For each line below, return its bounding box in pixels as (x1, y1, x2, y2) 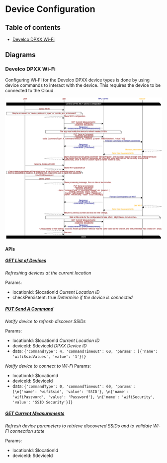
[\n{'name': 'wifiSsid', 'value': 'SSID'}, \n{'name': (12, 389, 129, 394)
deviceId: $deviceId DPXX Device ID (12, 342, 87, 348)
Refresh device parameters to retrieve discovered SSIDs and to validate (5, 423, 153, 429)
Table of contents (5, 23, 61, 32)
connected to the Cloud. (5, 87, 55, 93)
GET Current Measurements (5, 410, 65, 416)
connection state (9, 428, 45, 434)
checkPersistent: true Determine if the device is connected (12, 294, 133, 300)
